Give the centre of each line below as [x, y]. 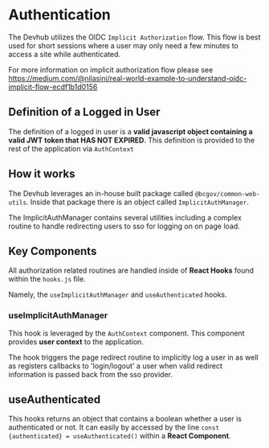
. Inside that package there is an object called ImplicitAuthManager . [137, 202]
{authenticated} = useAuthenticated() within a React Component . [120, 436]
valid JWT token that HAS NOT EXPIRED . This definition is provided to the [132, 140]
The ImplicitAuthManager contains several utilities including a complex [125, 217]
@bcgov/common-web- [227, 194]
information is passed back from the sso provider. [90, 374]
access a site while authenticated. [65, 54]
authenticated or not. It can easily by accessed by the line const [114, 427]
